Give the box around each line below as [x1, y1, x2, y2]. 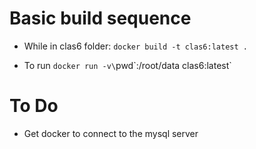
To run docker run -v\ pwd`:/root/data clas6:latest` [23, 59, 232, 71]
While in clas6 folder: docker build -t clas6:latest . [23, 40, 248, 52]
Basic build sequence [9, 7, 192, 30]
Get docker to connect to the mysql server [23, 127, 199, 139]
